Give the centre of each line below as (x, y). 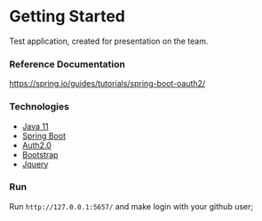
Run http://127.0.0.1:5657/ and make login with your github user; (131, 206)
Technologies (39, 107)
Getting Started (67, 16)
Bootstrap (40, 154)
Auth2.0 (36, 145)
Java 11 (35, 126)
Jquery (35, 164)
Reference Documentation (67, 64)
